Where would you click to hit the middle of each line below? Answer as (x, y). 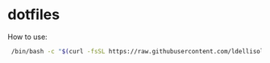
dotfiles (34, 15)
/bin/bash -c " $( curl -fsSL (58, 51)
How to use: (27, 37)
